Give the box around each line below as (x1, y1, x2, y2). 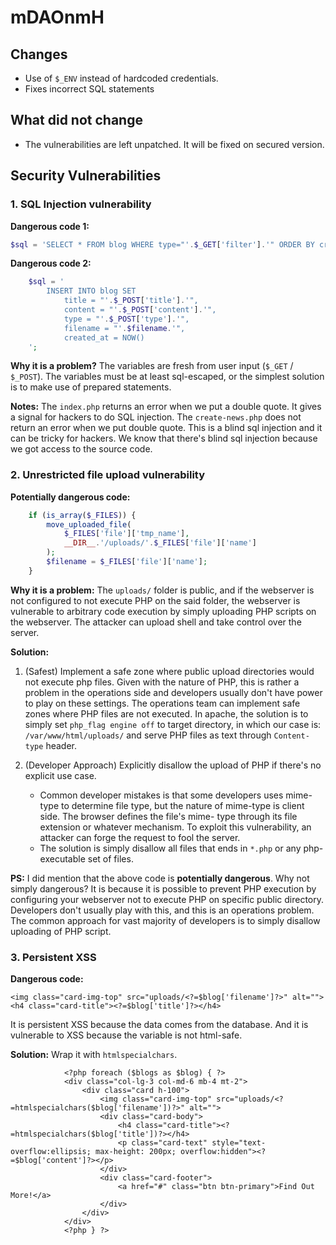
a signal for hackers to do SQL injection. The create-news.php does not (10, 411, 302, 423)
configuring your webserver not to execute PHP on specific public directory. (10, 893, 324, 905)
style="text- (211, 1138, 267, 1148)
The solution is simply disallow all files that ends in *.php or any (39, 842, 302, 854)
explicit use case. (24, 769, 97, 781)
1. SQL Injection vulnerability (10, 197, 152, 211)
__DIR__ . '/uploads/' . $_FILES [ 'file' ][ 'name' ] (63, 538, 257, 548)
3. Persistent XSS (10, 950, 97, 964)
